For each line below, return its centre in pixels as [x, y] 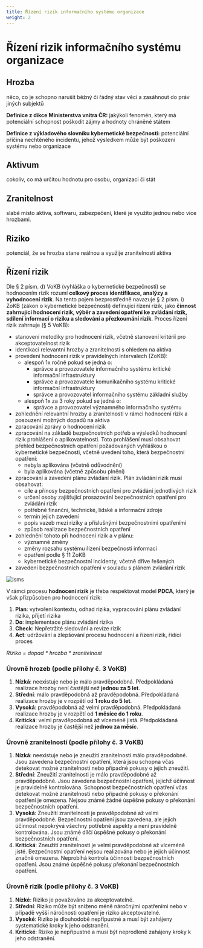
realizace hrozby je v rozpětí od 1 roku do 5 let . [73, 701]
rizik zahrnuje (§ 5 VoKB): [38, 325]
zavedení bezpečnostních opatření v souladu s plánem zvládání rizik [100, 568]
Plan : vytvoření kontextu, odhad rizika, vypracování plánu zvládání [98, 609]
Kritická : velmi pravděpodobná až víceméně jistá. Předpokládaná [96, 720]
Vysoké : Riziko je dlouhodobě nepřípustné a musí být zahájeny [94, 919]
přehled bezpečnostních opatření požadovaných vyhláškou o [91, 446]
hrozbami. [19, 219]
